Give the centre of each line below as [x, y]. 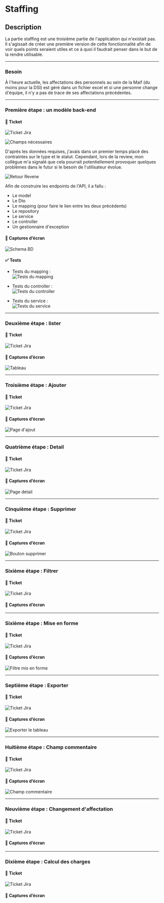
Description [23, 27]
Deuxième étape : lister [33, 323]
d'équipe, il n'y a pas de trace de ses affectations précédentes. [69, 93]
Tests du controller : [32, 286]
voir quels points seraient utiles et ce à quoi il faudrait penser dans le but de [81, 49]
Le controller [25, 222]
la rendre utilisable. [24, 54]
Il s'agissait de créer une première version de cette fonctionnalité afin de [78, 44]
